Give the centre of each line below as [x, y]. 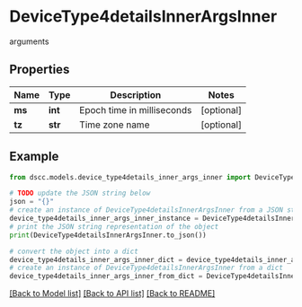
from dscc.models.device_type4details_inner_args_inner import [130, 177]
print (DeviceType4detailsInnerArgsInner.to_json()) [108, 235]
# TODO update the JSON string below [80, 193]
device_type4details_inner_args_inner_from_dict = [106, 276]
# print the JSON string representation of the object [114, 226]
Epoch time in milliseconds [136, 110]
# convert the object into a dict [74, 251]
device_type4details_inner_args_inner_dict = [96, 259]
